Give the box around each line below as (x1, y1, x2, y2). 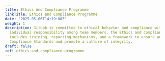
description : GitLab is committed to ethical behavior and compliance (5, 26, 153, 30)
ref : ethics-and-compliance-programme (5, 48, 84, 53)
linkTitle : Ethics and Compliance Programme (5, 12, 98, 17)
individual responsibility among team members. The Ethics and (9, 30, 141, 35)
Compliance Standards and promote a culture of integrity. (9, 39, 133, 44)
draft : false (5, 44, 32, 49)
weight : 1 (5, 21, 26, 26)
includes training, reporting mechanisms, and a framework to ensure (9, 35, 155, 40)
